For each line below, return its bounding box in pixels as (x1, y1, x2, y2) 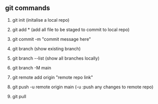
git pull (12, 93, 26, 99)
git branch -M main (12, 65, 52, 70)
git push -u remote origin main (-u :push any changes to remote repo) (12, 84, 154, 90)
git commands (5, 4, 50, 12)
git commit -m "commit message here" (12, 36, 91, 42)
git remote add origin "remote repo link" (12, 74, 94, 80)
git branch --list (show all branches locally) (12, 55, 100, 61)
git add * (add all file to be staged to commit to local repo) (12, 27, 130, 33)
